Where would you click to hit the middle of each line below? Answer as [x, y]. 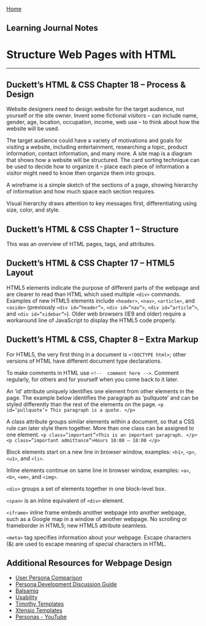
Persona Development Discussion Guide [66, 584]
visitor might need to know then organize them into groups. [81, 173]
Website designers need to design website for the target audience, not [95, 109]
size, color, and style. [33, 210]
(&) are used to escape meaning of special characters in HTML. [86, 544]
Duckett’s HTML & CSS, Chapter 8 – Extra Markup [102, 340]
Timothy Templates [40, 604]
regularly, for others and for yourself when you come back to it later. [93, 379]
